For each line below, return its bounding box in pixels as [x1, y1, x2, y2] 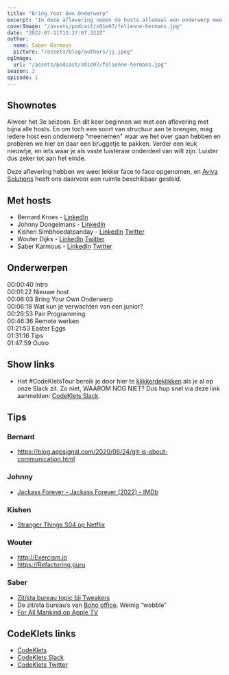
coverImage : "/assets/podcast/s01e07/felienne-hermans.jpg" [7, 23, 183, 30]
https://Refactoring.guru [16, 561, 86, 569]
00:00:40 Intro [7, 280, 49, 289]
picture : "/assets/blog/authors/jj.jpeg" [13, 49, 134, 56]
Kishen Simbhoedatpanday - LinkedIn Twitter [16, 228, 145, 236]
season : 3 [7, 67, 36, 74]
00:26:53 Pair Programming [7, 309, 86, 318]
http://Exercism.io [16, 553, 67, 562]
